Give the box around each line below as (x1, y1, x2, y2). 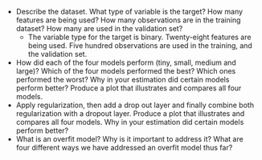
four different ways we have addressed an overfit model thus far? (15, 143, 233, 152)
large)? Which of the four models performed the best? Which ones (15, 66, 236, 75)
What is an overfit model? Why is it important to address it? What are (15, 134, 244, 143)
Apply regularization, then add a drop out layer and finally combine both (15, 100, 255, 110)
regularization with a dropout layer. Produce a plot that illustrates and (15, 109, 245, 118)
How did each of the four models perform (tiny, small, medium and (15, 58, 237, 67)
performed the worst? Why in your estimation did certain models (15, 75, 230, 84)
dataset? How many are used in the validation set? (15, 24, 183, 33)
